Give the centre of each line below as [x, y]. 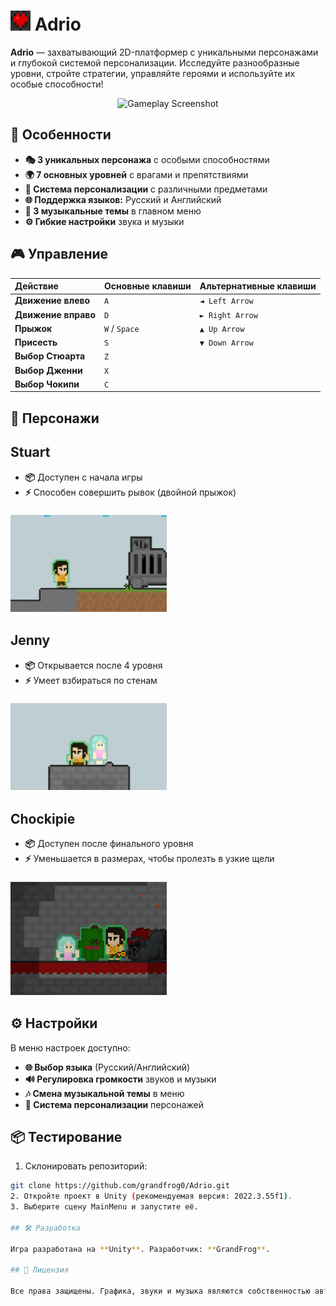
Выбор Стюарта [50, 356]
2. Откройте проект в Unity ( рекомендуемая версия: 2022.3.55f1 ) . [151, 1196]
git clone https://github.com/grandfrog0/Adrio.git [120, 1186]
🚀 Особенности [61, 135]
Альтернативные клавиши [258, 286]
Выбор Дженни [48, 370]
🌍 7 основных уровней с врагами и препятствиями [136, 174]
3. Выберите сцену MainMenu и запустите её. [104, 1207]
